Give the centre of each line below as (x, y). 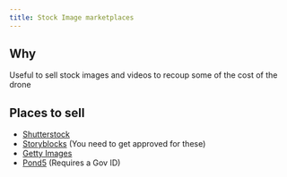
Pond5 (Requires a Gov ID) (71, 163)
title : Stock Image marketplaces (72, 17)
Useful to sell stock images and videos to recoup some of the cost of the (143, 75)
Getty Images (47, 154)
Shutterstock (46, 134)
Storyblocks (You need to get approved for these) (114, 144)
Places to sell (47, 113)
